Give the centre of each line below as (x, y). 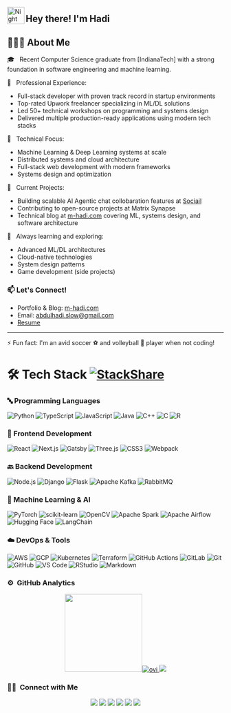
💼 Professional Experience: (47, 83)
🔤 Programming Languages (54, 400)
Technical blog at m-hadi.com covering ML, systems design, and (109, 216)
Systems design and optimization (64, 174)
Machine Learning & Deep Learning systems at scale (92, 153)
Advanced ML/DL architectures (61, 250)
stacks (26, 126)
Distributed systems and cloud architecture (78, 159)
